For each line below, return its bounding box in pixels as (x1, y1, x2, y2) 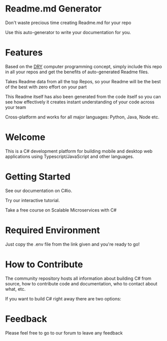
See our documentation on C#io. (5, 188, 72, 194)
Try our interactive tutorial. (5, 197, 60, 203)
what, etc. (5, 286, 26, 292)
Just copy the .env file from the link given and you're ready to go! (5, 241, 140, 247)
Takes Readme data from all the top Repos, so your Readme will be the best (5, 78, 161, 84)
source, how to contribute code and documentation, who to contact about (5, 280, 157, 286)
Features (5, 47, 43, 58)
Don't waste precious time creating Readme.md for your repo (5, 20, 131, 26)
